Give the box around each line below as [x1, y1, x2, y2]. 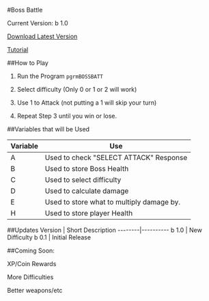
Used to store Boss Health [44, 164, 129, 173]
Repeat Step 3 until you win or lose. [16, 112, 117, 120]
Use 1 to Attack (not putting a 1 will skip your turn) [16, 99, 157, 107]
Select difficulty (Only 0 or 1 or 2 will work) [16, 86, 137, 93]
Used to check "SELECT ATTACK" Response [44, 153, 188, 162]
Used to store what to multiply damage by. [44, 198, 181, 207]
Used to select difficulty [44, 175, 122, 184]
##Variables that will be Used [7, 125, 90, 133]
